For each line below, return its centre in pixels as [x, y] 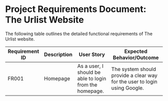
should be [89, 72]
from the [87, 84]
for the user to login [134, 81]
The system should [134, 69]
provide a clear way [134, 75]
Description [58, 54]
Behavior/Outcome [136, 57]
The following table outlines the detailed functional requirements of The [79, 33]
